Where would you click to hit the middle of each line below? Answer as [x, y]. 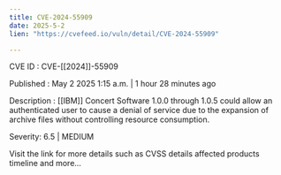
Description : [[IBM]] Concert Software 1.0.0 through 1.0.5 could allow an [141, 101]
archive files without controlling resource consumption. [110, 119]
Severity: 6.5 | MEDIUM [52, 137]
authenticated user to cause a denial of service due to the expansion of [139, 110]
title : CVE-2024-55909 [51, 17]
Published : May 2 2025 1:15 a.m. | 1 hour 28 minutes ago [113, 84]
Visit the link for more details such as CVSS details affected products [134, 154]
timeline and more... [46, 164]
